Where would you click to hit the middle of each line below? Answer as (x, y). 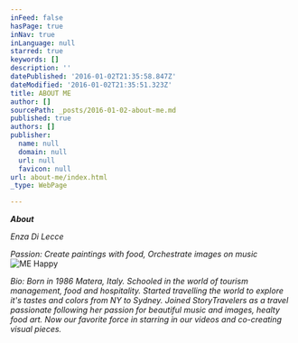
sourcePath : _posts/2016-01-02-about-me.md (93, 110)
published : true (41, 118)
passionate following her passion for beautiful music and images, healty (145, 310)
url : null (37, 160)
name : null (39, 144)
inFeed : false (37, 18)
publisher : (31, 135)
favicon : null (45, 169)
